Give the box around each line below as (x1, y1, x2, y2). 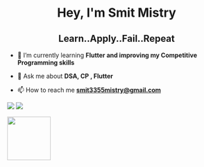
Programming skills (17, 58, 75, 67)
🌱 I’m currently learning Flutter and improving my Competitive (17, 51, 198, 59)
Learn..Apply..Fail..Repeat (58, 33, 175, 45)
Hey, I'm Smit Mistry (56, 5, 177, 21)
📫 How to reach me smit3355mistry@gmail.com (17, 86, 162, 94)
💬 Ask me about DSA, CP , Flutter (17, 72, 113, 80)
